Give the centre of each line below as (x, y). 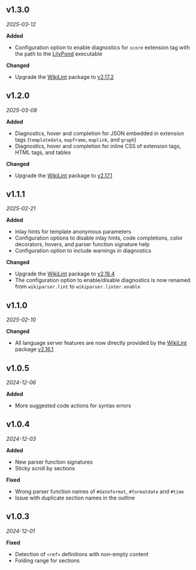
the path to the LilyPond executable (59, 54)
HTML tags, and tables (43, 152)
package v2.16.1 (34, 350)
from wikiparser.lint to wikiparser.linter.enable (77, 287)
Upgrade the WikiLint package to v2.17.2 (64, 76)
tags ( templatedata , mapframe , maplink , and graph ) (76, 139)
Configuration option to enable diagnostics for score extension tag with (102, 47)
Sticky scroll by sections (45, 468)
